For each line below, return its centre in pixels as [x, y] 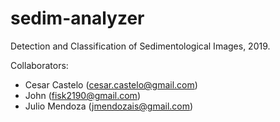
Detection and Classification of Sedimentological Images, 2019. [140, 46]
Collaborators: [39, 65]
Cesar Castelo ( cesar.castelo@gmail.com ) [111, 84]
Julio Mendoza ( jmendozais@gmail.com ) [109, 106]
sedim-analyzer [77, 18]
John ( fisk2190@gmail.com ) [82, 95]
